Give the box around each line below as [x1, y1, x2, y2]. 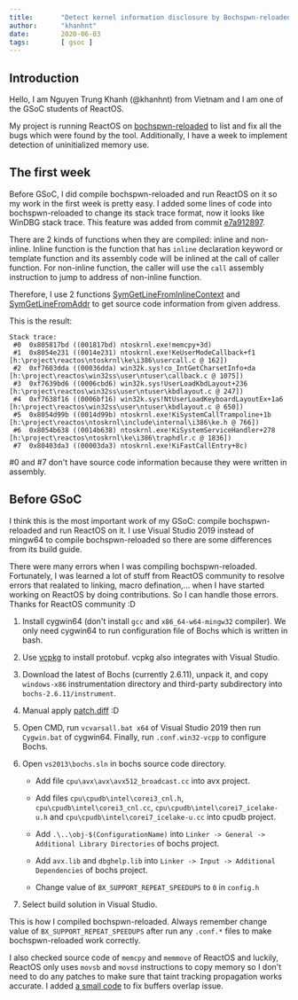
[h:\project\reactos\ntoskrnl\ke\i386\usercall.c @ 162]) [9, 355, 228, 364]
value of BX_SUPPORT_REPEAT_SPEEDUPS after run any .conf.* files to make [9, 926, 272, 936]
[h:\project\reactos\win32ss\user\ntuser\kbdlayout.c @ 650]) [9, 402, 244, 411]
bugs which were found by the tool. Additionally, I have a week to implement [9, 130, 288, 141]
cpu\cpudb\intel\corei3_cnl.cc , [35, 801, 153, 812]
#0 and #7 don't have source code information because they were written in [9, 457, 287, 467]
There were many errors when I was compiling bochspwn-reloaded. [9, 560, 257, 572]
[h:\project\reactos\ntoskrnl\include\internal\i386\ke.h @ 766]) [9, 418, 260, 426]
